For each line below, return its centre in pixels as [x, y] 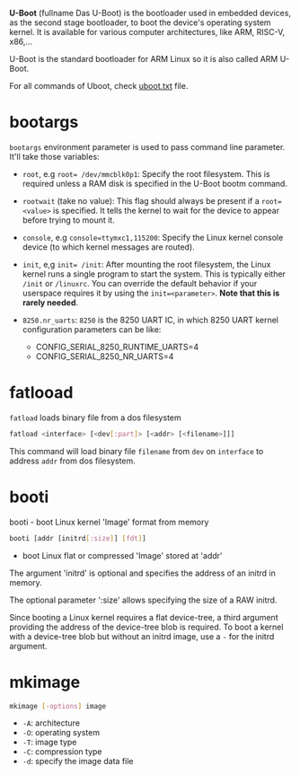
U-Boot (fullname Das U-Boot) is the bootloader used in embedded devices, [150, 13]
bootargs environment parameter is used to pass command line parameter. [147, 146]
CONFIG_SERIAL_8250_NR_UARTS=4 [105, 356]
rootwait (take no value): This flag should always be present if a [141, 200]
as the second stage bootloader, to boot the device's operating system [140, 22]
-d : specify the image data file [78, 762]
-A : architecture [51, 723]
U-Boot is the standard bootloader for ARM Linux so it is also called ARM [144, 59]
